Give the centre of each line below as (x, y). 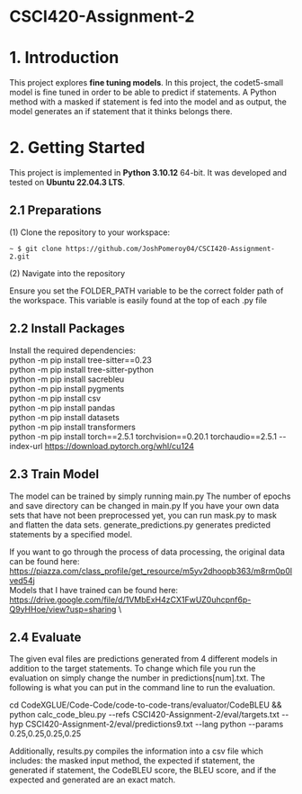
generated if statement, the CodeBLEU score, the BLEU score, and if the (143, 771)
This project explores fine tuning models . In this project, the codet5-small (147, 83)
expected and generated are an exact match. (93, 780)
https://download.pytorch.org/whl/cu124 (120, 446)
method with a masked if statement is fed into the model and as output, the (148, 102)
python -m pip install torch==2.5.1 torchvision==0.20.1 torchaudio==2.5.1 (143, 436)
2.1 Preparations (55, 210)
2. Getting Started (77, 148)
